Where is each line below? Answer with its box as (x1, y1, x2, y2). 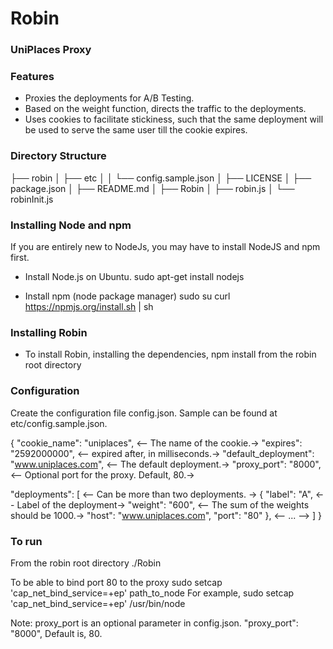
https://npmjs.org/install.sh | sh (24, 301, 154, 312)
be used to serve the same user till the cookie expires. (24, 124, 248, 136)
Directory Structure (10, 149, 107, 163)
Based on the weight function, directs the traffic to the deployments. (24, 103, 307, 115)
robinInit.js (10, 193, 54, 205)
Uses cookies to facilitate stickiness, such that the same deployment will (24, 113, 324, 126)
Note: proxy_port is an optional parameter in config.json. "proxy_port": (10, 617, 299, 629)
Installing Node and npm (10, 218, 132, 232)
